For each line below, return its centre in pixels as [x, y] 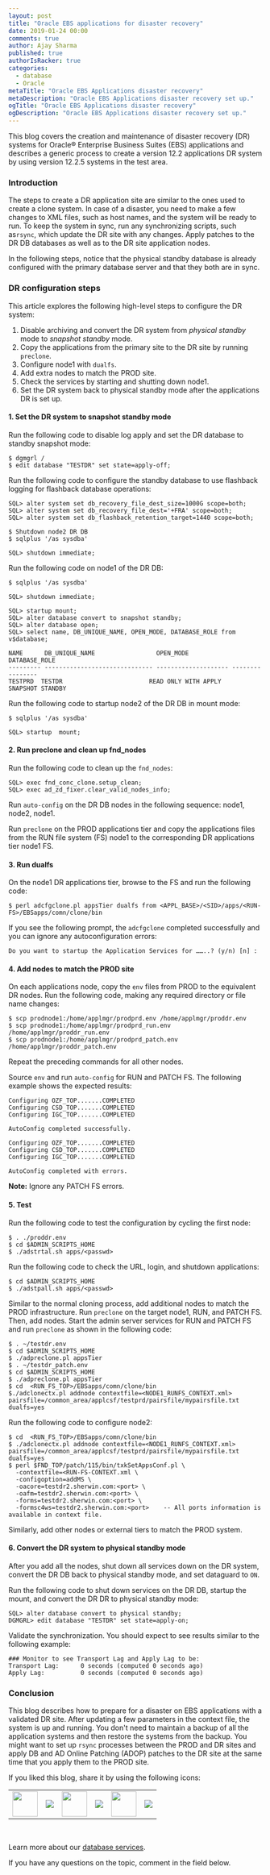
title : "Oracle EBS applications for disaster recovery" [106, 23]
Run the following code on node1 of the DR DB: [86, 567]
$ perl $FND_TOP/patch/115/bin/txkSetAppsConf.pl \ [97, 1465]
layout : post [30, 16]
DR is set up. [41, 398]
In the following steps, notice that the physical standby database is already [132, 259]
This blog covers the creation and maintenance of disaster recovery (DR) [129, 136]
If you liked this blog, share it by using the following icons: [105, 1777]
